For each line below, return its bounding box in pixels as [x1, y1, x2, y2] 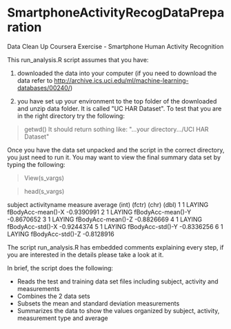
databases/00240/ [17, 83, 71, 92]
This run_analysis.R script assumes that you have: [7, 55, 149, 63]
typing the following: [7, 160, 66, 168]
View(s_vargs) [23, 174, 64, 182]
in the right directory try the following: [17, 112, 125, 120]
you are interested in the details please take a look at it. [7, 250, 164, 259]
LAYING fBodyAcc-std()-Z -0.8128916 [7, 230, 115, 238]
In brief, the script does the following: [7, 263, 114, 272]
